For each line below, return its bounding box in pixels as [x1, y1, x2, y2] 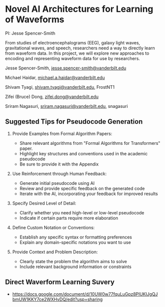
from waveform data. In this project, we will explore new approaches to [5, 50, 149, 56]
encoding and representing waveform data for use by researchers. [5, 55, 140, 61]
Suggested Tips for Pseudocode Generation [5, 117, 143, 126]
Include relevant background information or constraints [19, 264, 132, 270]
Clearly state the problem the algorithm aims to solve [19, 258, 127, 264]
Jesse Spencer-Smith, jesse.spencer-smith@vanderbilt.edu [5, 65, 127, 71]
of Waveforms [5, 14, 65, 25]
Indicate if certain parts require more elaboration [19, 215, 118, 221]
